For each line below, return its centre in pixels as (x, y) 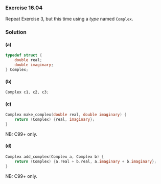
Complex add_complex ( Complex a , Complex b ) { (54, 157)
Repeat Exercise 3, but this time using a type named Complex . (69, 19)
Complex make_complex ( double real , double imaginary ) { (66, 115)
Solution (16, 32)
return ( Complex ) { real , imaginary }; (55, 120)
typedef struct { (24, 56)
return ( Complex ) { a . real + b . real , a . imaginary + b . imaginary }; (86, 161)
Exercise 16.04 (24, 8)
